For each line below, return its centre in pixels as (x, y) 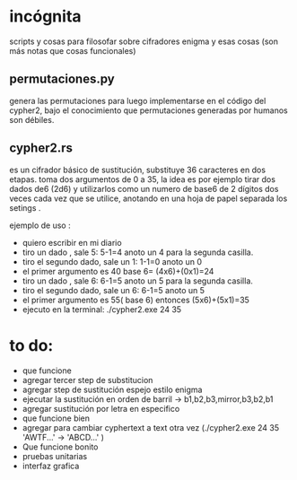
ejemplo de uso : (40, 225)
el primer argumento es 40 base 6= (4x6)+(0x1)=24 (118, 271)
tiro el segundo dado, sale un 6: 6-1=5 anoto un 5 (113, 290)
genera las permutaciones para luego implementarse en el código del (138, 100)
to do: (31, 345)
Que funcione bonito (60, 447)
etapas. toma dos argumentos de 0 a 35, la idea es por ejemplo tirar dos (143, 179)
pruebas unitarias (55, 456)
